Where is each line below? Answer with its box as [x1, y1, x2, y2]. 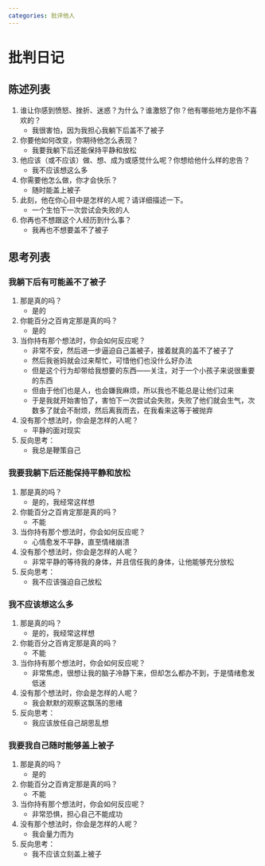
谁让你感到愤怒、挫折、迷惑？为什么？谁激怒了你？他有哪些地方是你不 [19, 105, 251, 115]
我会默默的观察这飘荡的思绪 [31, 698, 123, 707]
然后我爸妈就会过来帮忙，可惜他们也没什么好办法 [31, 356, 193, 365]
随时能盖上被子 [31, 185, 81, 195]
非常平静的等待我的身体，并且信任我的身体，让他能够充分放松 [31, 557, 235, 566]
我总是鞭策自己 [31, 446, 81, 455]
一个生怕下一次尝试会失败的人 [31, 205, 130, 215]
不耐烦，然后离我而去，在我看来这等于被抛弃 [66, 406, 213, 415]
